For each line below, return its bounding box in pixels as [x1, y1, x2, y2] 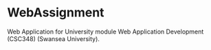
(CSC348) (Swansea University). [7, 34, 100, 42]
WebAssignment [7, 5, 104, 21]
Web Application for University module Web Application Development [7, 27, 204, 36]
